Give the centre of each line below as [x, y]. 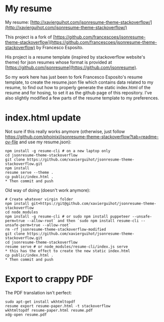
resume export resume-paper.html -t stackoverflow [58, 306]
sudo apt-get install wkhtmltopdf [40, 302]
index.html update [43, 118]
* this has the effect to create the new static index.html [68, 251]
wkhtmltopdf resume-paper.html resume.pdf [49, 310]
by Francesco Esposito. [60, 47]
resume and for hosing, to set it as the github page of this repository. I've [79, 93]
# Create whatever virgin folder [39, 199]
